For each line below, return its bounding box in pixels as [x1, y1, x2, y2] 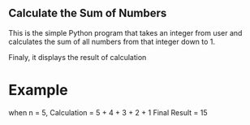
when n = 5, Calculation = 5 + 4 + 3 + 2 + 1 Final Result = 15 [8, 107, 208, 117]
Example [8, 81, 68, 99]
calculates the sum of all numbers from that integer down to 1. [8, 37, 216, 46]
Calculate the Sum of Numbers [8, 6, 167, 20]
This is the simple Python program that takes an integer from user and [8, 28, 243, 37]
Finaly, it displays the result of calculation [8, 52, 147, 62]
